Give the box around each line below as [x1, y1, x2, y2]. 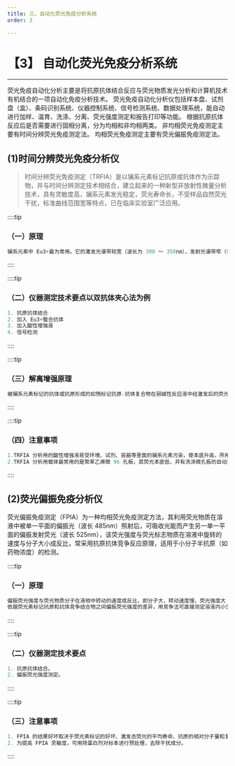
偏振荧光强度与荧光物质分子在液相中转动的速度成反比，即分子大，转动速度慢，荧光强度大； [7, 597, 232, 604]
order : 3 [7, 17, 33, 24]
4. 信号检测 [7, 329, 38, 336]
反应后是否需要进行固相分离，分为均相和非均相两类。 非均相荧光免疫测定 [7, 121, 218, 130]
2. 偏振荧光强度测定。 [7, 671, 64, 678]
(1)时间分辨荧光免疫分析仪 [7, 152, 120, 165]
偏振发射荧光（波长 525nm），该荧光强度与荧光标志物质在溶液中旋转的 [19, 531, 222, 539]
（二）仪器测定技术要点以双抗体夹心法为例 [7, 293, 151, 303]
